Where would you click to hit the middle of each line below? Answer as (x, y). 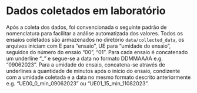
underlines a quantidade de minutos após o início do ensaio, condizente (93, 71)
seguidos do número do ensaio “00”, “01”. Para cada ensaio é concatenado (97, 52)
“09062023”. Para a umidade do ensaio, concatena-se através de (86, 64)
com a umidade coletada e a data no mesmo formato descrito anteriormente (98, 77)
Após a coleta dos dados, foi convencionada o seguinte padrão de (86, 27)
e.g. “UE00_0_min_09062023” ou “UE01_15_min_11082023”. (77, 83)
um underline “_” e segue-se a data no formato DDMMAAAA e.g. (85, 58)
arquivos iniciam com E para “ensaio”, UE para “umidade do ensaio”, (89, 46)
